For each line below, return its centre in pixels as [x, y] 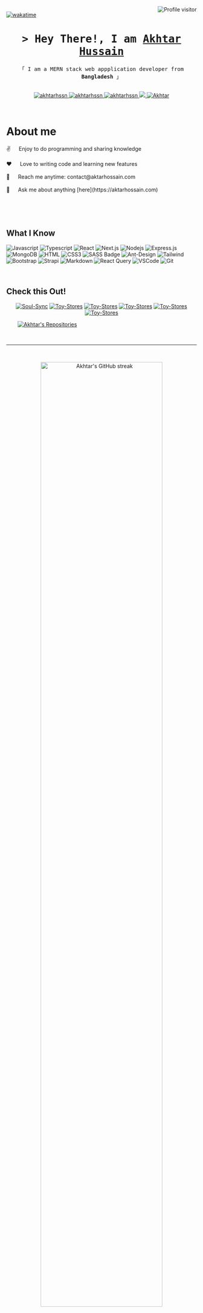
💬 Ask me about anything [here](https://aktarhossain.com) [82, 190]
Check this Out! [36, 292]
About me [31, 132]
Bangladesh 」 [101, 76]
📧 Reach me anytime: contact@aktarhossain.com [71, 177]
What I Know [31, 233]
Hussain [101, 51]
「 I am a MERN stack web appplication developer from [101, 69]
